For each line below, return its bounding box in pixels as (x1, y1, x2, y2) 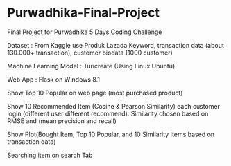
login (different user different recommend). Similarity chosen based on (7, 109, 209, 118)
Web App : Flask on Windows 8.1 (7, 75, 101, 84)
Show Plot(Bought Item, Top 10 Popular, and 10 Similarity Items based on (7, 130, 215, 138)
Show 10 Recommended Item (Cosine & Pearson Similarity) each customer (7, 102, 221, 110)
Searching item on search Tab (7, 151, 93, 159)
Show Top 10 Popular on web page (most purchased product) (7, 89, 183, 97)
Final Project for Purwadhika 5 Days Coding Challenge (7, 28, 162, 36)
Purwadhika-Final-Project (7, 5, 160, 21)
